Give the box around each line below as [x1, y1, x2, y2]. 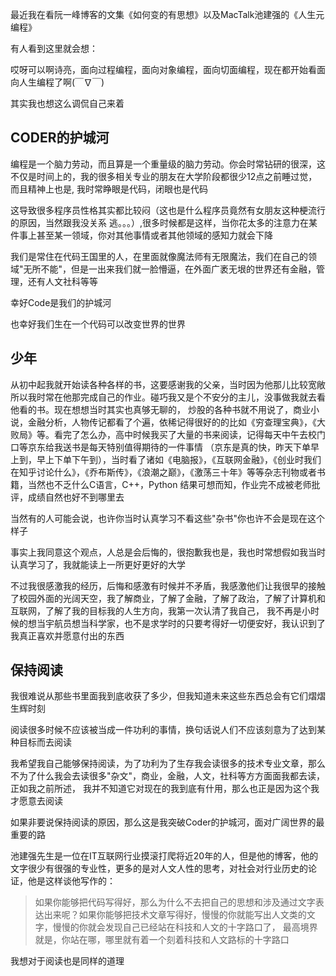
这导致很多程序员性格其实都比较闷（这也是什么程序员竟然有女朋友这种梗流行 [10, 204, 326, 216]
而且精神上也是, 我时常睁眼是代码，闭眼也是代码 [10, 183, 208, 195]
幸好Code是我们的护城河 [10, 296, 112, 308]
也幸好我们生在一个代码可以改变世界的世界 [10, 318, 186, 330]
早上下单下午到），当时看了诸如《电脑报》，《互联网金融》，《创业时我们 [36, 453, 322, 465]
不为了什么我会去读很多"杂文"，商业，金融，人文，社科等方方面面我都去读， [10, 770, 326, 782]
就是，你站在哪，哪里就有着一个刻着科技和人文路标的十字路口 [34, 934, 290, 946]
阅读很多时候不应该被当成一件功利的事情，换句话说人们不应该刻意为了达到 [10, 724, 317, 736]
